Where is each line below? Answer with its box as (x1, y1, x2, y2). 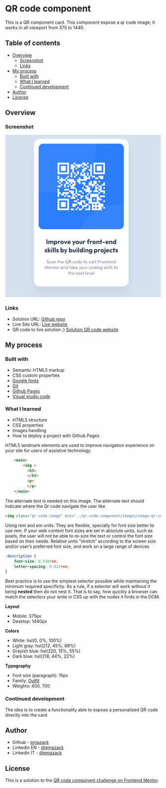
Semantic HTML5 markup (12, 367, 65, 373)
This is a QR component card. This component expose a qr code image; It (5, 19, 156, 25)
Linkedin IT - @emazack (12, 750, 62, 756)
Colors (5, 628, 19, 634)
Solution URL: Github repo (12, 316, 66, 322)
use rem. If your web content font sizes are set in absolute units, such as (5, 528, 153, 534)
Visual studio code (12, 393, 50, 399)
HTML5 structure (12, 417, 47, 423)
